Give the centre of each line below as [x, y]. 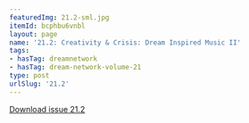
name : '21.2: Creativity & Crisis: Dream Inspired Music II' [125, 42]
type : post [29, 76]
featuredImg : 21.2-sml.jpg [59, 17]
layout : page [33, 34]
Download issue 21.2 [47, 109]
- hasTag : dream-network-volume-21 [75, 68]
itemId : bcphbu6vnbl [48, 26]
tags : [19, 51]
